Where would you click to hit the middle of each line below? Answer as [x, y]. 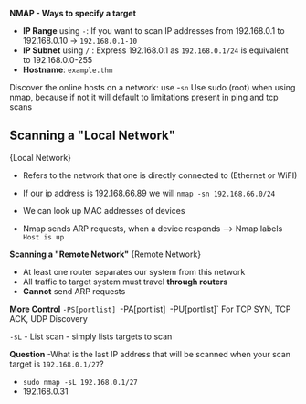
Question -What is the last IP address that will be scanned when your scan [150, 354]
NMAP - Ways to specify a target [73, 13]
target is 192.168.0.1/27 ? [57, 364]
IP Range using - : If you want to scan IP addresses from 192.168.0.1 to [153, 31]
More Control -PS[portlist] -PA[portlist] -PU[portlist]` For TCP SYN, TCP [150, 309]
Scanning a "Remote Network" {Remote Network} [106, 254]
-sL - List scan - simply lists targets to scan [91, 336]
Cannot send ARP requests [74, 291]
